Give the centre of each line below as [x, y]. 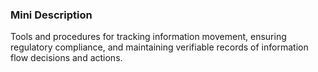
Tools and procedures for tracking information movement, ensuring [148, 37]
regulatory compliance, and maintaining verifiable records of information [159, 47]
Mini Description [51, 15]
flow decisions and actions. [66, 58]
